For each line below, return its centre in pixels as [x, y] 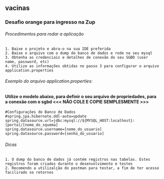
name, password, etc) [27, 62]
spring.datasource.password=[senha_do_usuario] [55, 134]
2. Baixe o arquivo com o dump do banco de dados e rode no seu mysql [79, 53]
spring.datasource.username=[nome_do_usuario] [54, 129]
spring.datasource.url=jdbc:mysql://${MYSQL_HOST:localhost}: [70, 121]
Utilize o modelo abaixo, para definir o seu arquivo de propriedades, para [81, 96]
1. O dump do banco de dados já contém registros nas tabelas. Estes [78, 159]
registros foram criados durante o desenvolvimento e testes [69, 164]
